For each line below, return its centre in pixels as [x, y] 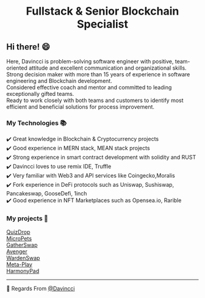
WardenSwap [23, 258]
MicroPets [19, 238]
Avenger [17, 251]
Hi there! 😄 [28, 47]
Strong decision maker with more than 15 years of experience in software [98, 74]
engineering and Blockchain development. [59, 81]
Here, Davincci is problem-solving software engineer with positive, [90, 61]
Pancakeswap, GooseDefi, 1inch [47, 194]
